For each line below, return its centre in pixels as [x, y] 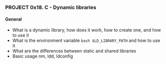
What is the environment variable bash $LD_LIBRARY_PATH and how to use [86, 40]
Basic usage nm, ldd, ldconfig [43, 56]
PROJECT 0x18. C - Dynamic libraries [51, 7]
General [14, 19]
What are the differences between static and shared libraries [74, 51]
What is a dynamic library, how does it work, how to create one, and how [86, 30]
